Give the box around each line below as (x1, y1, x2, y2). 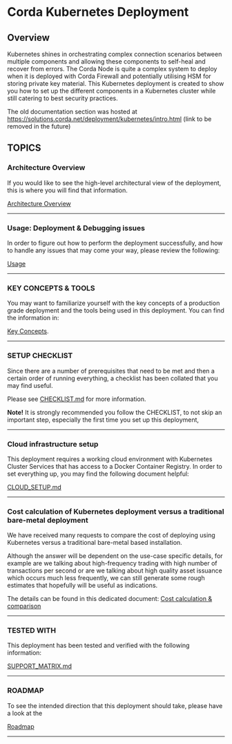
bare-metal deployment (7, 515, 88, 525)
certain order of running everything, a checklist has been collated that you (7, 374, 219, 382)
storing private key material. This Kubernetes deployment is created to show (7, 80, 224, 87)
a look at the (7, 709, 43, 717)
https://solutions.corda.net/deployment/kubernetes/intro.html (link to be (7, 115, 212, 123)
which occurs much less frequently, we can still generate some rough (7, 574, 205, 582)
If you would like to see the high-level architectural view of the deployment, (7, 178, 222, 187)
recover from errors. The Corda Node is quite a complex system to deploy (7, 65, 217, 73)
